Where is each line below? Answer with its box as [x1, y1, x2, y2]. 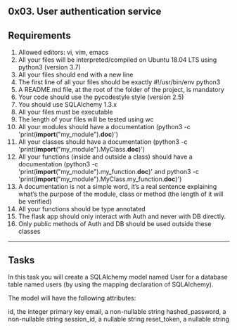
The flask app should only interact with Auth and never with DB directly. [18, 212, 226, 220]
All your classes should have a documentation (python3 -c [18, 138, 188, 146]
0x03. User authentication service [8, 6, 162, 18]
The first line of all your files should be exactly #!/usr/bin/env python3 [18, 78, 221, 86]
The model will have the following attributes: [8, 294, 136, 303]
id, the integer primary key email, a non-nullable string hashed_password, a [8, 308, 226, 316]
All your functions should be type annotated [18, 205, 146, 213]
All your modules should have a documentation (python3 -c [18, 123, 191, 131]
